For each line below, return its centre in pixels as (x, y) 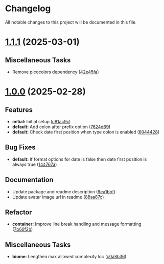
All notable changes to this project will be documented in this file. (71, 22)
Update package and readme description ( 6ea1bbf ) (64, 191)
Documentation (29, 180)
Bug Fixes (20, 147)
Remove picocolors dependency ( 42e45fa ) (56, 72)
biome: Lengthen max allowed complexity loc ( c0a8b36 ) (69, 257)
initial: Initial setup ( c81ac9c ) (41, 121)
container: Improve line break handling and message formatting (77, 224)
